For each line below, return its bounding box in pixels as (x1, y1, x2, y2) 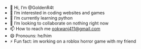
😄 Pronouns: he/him (9, 33, 52, 39)
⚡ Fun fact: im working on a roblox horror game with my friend (9, 38, 137, 44)
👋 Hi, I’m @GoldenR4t (9, 5, 54, 10)
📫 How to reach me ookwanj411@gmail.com (9, 26, 101, 31)
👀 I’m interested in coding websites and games (9, 10, 105, 16)
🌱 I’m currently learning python (9, 15, 73, 21)
